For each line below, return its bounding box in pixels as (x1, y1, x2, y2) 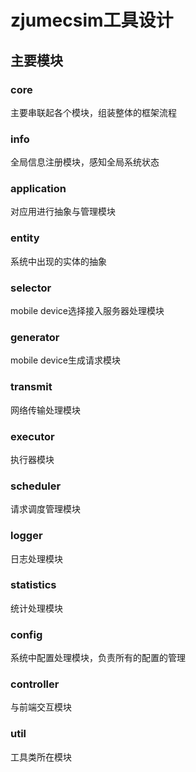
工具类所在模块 (10, 751, 72, 763)
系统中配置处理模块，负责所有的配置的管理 (10, 652, 186, 664)
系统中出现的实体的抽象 (10, 255, 107, 267)
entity (10, 231, 40, 245)
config (10, 627, 43, 641)
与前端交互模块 (10, 701, 72, 713)
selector (10, 281, 52, 295)
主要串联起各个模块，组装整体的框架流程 (10, 106, 177, 118)
